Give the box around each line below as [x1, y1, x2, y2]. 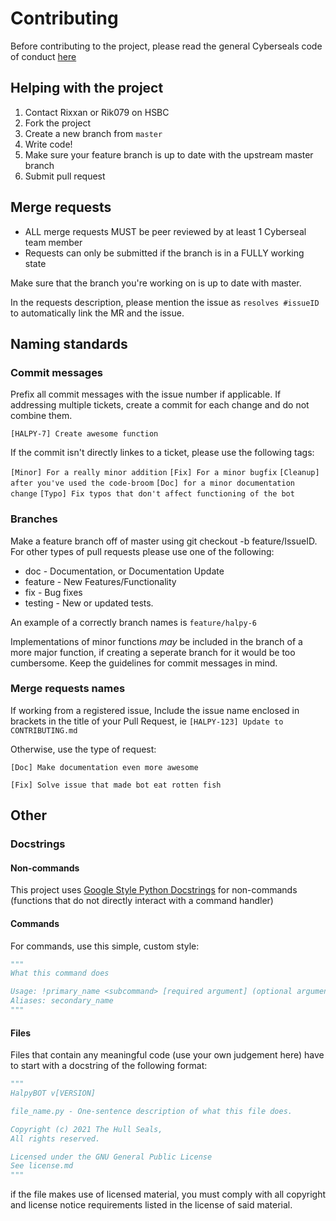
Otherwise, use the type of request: [10, 743, 157, 755]
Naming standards [10, 335, 128, 352]
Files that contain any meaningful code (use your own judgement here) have [10, 1049, 325, 1061]
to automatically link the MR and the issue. [10, 307, 185, 319]
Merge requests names [10, 682, 126, 696]
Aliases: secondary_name [10, 996, 114, 1006]
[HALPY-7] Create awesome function [10, 429, 159, 439]
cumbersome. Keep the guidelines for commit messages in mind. [10, 657, 278, 669]
